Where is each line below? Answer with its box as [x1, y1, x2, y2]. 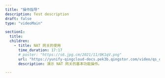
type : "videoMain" [5, 20, 43, 26]
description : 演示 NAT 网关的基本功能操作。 [18, 61, 102, 66]
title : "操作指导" [5, 7, 40, 12]
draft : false [5, 16, 32, 21]
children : [9, 39, 29, 44]
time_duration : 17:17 [18, 47, 63, 53]
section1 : [5, 30, 26, 35]
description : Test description [5, 12, 69, 17]
